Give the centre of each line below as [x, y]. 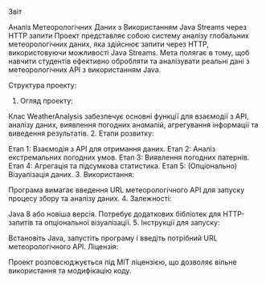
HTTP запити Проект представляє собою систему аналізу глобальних [129, 36]
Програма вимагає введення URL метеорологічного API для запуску [127, 190]
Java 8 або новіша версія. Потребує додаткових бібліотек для [115, 214]
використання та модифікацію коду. [70, 271]
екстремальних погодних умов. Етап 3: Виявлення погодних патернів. [129, 157]
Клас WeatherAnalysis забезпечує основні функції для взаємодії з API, [129, 116]
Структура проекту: [43, 85]
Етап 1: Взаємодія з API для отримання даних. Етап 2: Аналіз [112, 149]
